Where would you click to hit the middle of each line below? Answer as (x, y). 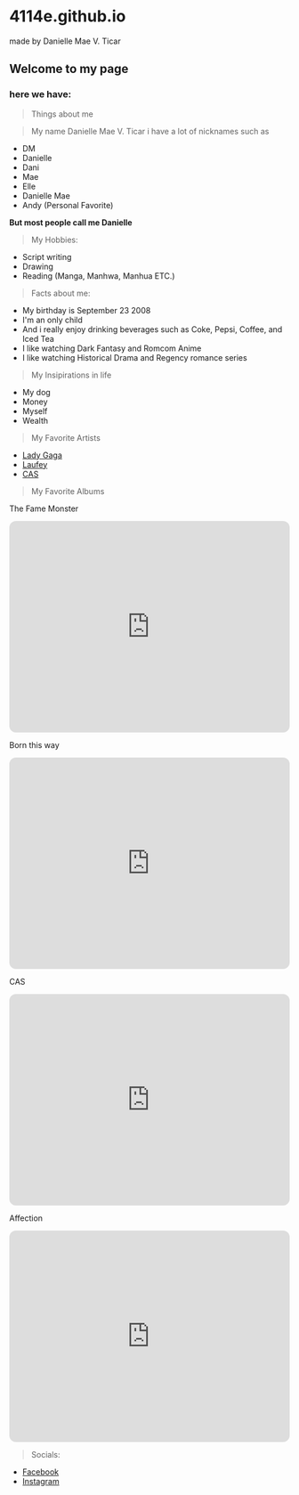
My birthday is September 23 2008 (86, 310)
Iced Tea (38, 338)
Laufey (35, 464)
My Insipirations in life (71, 375)
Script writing (47, 256)
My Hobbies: (54, 240)
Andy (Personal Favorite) (68, 205)
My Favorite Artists (65, 437)
